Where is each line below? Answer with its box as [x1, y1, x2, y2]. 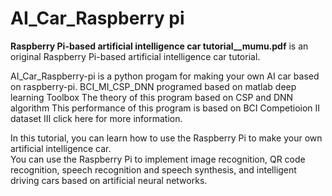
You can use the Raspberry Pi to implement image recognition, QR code [10, 153, 306, 165]
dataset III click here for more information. [10, 112, 183, 124]
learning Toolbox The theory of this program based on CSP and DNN [10, 91, 294, 103]
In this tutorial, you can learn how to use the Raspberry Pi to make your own [10, 132, 323, 144]
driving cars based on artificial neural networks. [10, 174, 208, 186]
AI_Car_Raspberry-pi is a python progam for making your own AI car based [10, 70, 320, 82]
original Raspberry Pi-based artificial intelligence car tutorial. [10, 50, 261, 62]
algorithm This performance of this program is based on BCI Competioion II [10, 102, 321, 114]
